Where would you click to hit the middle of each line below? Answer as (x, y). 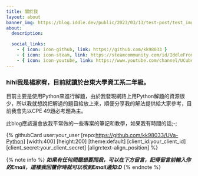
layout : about (24, 17)
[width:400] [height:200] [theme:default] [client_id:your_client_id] (106, 141)
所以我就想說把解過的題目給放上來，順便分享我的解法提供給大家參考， (101, 103)
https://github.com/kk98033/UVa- (137, 135)
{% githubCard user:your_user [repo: (51, 135)
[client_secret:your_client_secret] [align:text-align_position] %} (82, 147)
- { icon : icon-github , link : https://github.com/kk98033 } (92, 50)
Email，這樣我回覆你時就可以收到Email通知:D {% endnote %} (86, 167)
